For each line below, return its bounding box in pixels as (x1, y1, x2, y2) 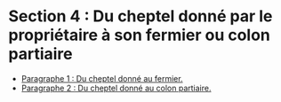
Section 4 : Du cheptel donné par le (8, 6, 273, 27)
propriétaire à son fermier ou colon (8, 25, 270, 45)
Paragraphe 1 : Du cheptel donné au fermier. (20, 73, 183, 83)
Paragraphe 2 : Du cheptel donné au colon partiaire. (20, 82, 212, 93)
